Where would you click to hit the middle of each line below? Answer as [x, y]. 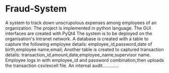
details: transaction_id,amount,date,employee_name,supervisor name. [78, 55]
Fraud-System [36, 9]
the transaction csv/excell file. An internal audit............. [62, 65]
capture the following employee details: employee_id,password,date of [79, 44]
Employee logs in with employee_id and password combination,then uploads [85, 60]
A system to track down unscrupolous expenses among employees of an [81, 23]
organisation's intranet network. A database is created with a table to [77, 39]
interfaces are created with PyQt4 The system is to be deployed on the [79, 33]
